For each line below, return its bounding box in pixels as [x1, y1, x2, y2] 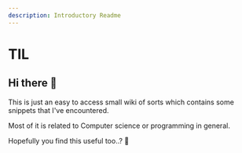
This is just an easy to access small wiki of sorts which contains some [8, 97, 234, 107]
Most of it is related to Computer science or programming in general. [8, 121, 230, 130]
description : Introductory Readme [8, 11, 122, 20]
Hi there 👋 [8, 76, 57, 90]
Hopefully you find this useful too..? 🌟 [8, 136, 130, 145]
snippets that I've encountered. [8, 105, 109, 115]
